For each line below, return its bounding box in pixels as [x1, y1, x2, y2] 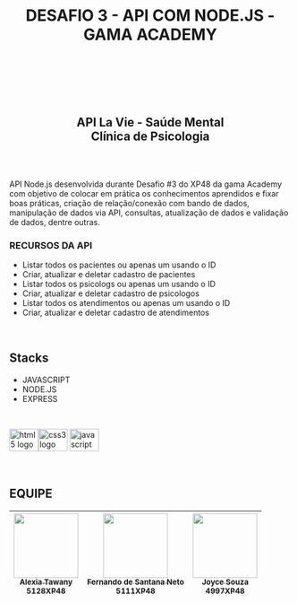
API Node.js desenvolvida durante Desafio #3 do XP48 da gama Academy [9, 179, 283, 189]
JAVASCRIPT [21, 374, 71, 385]
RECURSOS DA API [9, 239, 93, 251]
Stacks [9, 351, 49, 366]
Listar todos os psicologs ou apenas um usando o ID [21, 279, 216, 290]
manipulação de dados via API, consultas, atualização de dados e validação [9, 207, 289, 218]
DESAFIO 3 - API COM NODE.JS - [25, 5, 276, 26]
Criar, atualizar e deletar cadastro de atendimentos [21, 307, 210, 319]
